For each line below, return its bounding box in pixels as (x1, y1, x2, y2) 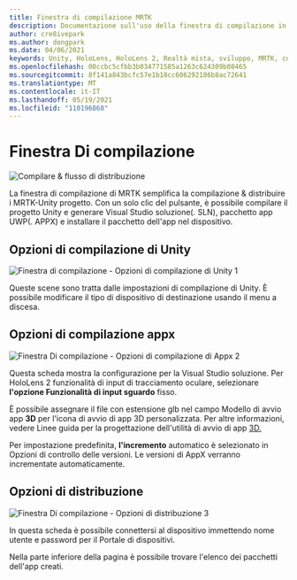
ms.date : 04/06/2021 (9, 46, 86, 55)
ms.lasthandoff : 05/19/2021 (9, 95, 113, 104)
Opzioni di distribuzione (9, 484, 144, 499)
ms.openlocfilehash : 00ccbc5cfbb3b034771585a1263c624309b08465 (9, 63, 247, 72)
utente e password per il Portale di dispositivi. (9, 534, 175, 545)
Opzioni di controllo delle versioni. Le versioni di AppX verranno (9, 449, 241, 460)
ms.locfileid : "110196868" (9, 104, 109, 112)
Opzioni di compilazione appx (9, 327, 176, 342)
